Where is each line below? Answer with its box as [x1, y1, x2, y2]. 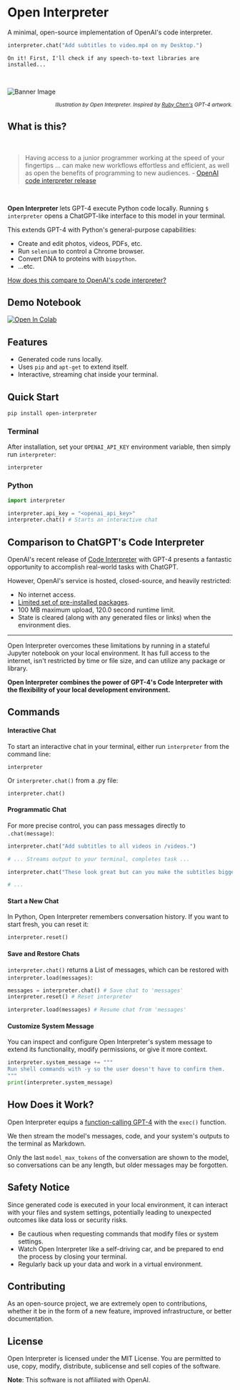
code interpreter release [24, 176, 96, 184]
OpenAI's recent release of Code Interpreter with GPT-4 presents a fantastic [7, 555, 232, 564]
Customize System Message [7, 1021, 94, 1030]
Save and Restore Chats [7, 949, 80, 958]
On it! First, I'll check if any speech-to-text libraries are [7, 54, 200, 61]
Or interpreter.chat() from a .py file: [7, 776, 119, 785]
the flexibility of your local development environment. [7, 685, 171, 694]
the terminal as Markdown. [7, 1139, 86, 1148]
